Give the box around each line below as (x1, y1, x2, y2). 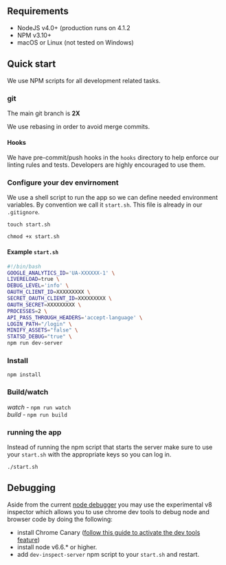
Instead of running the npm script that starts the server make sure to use (7, 443, 213, 451)
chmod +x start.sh (7, 233, 60, 240)
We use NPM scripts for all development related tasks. (7, 76, 161, 84)
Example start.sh (7, 248, 59, 256)
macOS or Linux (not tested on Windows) (16, 38, 134, 47)
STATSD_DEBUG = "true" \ (7, 333, 72, 341)
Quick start (7, 58, 56, 70)
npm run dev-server (7, 340, 63, 347)
